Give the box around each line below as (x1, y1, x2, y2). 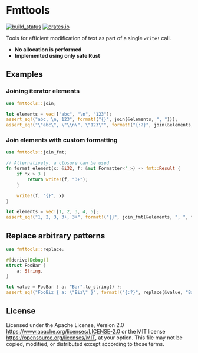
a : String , (16, 268, 44, 274)
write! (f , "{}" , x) (16, 192, 65, 198)
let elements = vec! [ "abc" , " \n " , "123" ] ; (6, 111, 112, 117)
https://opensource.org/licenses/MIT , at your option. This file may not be (6, 334, 183, 341)
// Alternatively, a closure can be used (6, 160, 110, 166)
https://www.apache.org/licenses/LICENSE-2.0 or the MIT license (6, 328, 166, 335)
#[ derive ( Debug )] (6, 257, 49, 263)
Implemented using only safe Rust (14, 52, 100, 59)
